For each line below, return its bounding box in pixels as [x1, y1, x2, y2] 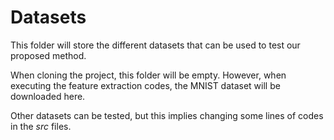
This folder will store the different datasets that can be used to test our [10, 39, 301, 51]
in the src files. [10, 120, 72, 132]
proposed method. [10, 49, 87, 61]
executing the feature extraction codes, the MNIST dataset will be [10, 79, 281, 91]
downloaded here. [10, 90, 86, 102]
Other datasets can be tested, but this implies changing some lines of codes [10, 109, 324, 121]
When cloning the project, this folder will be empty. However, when [10, 69, 287, 81]
